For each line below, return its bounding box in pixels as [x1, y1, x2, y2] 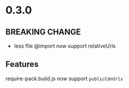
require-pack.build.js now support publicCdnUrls [5, 75, 124, 82]
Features [5, 59, 39, 69]
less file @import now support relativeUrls [13, 42, 116, 49]
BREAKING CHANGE [5, 27, 82, 37]
